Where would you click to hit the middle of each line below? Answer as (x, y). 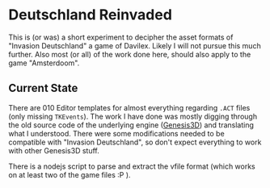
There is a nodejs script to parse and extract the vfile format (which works (132, 166)
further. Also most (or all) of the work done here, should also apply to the (130, 54)
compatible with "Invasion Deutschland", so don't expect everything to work (135, 142)
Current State (43, 88)
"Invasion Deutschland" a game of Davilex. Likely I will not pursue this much (135, 45)
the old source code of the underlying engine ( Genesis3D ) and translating (131, 125)
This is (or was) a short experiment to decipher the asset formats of (121, 37)
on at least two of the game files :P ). (70, 174)
